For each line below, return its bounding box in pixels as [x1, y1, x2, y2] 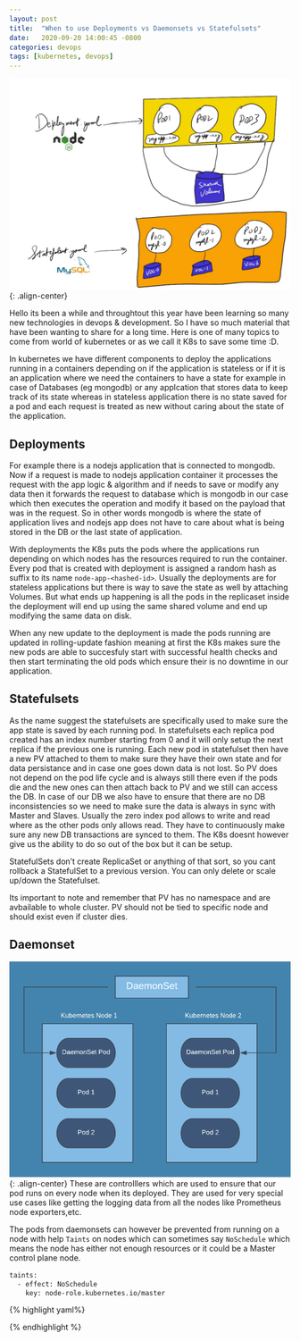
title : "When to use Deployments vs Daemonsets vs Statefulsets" [9, 23, 262, 33]
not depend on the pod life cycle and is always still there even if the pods [9, 772, 279, 783]
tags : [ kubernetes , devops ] [9, 52, 114, 62]
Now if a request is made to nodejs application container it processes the [9, 469, 279, 480]
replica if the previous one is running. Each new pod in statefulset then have [9, 743, 288, 754]
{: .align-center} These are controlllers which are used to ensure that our [9, 1178, 277, 1188]
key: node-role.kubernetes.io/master [25, 1288, 166, 1297]
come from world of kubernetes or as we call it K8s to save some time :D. [9, 336, 279, 348]
